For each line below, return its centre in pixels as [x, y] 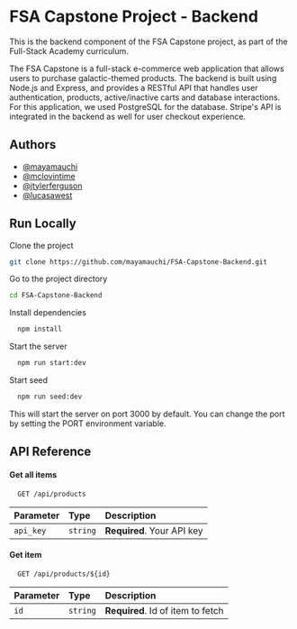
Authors [33, 145]
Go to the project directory [58, 279]
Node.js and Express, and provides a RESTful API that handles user [134, 87]
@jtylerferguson [52, 186]
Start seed [28, 380]
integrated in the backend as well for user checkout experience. [127, 116]
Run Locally [43, 224]
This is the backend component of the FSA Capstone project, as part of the [148, 41]
